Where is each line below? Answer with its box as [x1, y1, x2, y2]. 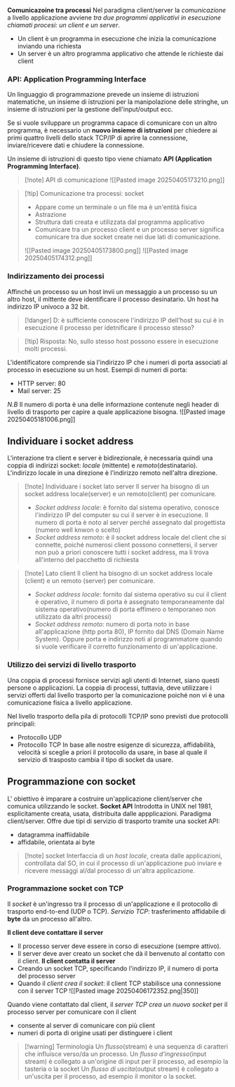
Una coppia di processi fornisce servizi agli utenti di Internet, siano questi [7, 676, 220, 684]
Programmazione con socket [7, 775, 136, 788]
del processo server [17, 971, 76, 980]
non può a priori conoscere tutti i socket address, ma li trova [34, 548, 209, 556]
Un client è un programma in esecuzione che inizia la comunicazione [17, 34, 217, 43]
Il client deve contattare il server [7, 928, 104, 936]
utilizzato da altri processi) [34, 613, 112, 621]
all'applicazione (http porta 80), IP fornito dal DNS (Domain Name [34, 627, 224, 636]
